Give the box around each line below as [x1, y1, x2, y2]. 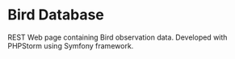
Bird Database [7, 6, 104, 24]
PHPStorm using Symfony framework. [7, 40, 134, 50]
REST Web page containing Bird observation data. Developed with [7, 32, 228, 42]
